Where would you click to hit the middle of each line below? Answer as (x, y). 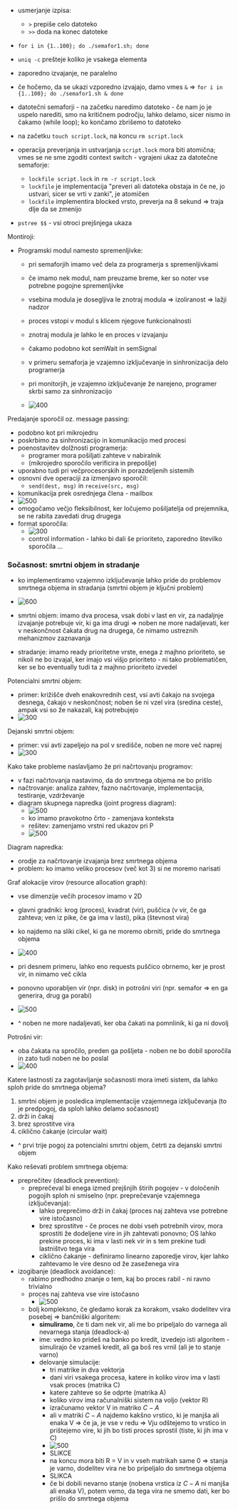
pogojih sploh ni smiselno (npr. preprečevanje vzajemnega (114, 1196)
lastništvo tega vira (67, 1249)
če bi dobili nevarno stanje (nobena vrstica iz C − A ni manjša (139, 1484)
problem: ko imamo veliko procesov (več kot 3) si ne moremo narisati (119, 868)
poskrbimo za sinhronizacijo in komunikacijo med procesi (102, 440)
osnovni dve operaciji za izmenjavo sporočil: (83, 478)
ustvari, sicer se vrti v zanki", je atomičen (89, 194)
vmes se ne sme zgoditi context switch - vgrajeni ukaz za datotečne (118, 157)
